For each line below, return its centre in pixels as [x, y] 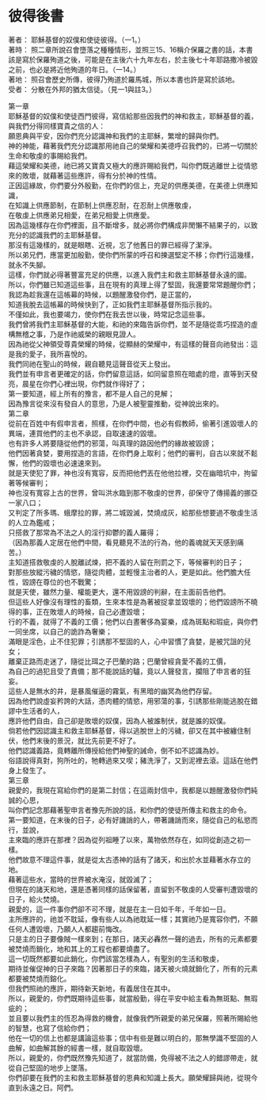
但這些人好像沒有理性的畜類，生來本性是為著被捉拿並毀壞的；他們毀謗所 [126, 602]
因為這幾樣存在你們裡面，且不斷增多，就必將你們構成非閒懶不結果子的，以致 [133, 225]
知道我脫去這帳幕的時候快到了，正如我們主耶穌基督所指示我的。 [112, 304]
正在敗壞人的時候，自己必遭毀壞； [91, 611]
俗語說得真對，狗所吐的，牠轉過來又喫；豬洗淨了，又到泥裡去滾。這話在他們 [133, 760]
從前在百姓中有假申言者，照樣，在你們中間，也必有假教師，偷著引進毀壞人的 [133, 423]
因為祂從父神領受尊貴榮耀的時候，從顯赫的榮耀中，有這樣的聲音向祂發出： [129, 344]
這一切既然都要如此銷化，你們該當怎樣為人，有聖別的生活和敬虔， [116, 958]
